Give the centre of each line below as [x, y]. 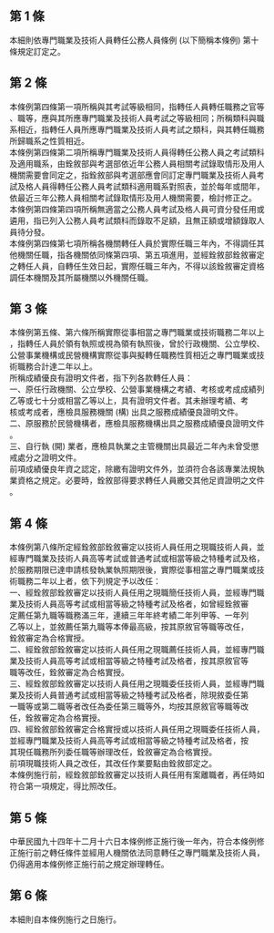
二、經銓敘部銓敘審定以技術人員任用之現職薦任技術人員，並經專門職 [137, 650]
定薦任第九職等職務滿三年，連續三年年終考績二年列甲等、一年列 [129, 615]
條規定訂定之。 [37, 51]
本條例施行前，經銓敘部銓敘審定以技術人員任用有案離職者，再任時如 [137, 775]
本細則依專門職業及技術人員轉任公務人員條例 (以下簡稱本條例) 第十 [134, 40]
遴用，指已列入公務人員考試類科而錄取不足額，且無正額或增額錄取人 [137, 220]
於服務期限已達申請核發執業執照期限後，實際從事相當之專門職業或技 [137, 570]
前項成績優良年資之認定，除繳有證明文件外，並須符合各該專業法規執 [137, 469]
